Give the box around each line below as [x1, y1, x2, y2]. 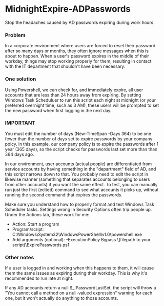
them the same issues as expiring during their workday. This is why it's [5, 270, 147, 276]
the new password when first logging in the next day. [5, 107, 112, 113]
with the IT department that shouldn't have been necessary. [5, 63, 125, 69]
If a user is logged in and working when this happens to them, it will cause [5, 265, 154, 271]
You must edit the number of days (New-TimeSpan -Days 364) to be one [5, 131, 151, 136]
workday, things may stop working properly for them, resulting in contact [5, 58, 152, 64]
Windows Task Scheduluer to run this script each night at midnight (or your [5, 97, 156, 103]
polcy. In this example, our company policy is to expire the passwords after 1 [5, 141, 159, 147]
